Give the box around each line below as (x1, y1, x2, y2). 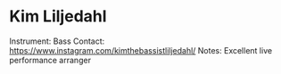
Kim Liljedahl (9, 6, 107, 27)
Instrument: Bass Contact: (9, 36, 105, 46)
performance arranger (9, 54, 92, 65)
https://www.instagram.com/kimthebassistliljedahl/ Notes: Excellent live (9, 45, 273, 55)
